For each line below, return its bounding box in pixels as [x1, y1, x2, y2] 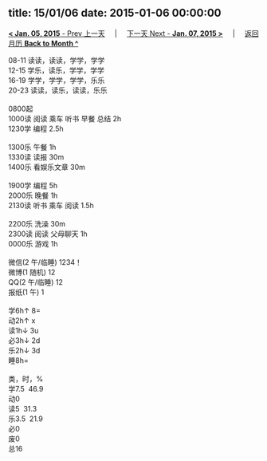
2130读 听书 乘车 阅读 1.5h [8, 200, 94, 210]
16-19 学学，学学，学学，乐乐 [8, 75, 105, 85]
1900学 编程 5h [8, 180, 58, 190]
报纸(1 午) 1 [8, 287, 45, 297]
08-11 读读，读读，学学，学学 [8, 55, 105, 65]
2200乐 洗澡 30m [8, 219, 66, 228]
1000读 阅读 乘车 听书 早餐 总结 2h [8, 113, 122, 123]
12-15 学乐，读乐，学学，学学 [8, 65, 105, 75]
